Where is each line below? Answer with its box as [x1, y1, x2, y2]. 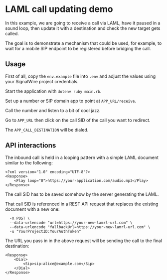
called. [5, 30, 19, 36]
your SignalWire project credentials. [5, 78, 79, 84]
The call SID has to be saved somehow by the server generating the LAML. [5, 191, 159, 197]
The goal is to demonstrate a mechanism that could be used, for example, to [5, 40, 162, 46]
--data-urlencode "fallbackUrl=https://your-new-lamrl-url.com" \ [9, 224, 151, 230]
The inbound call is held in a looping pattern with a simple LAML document [5, 154, 159, 160]
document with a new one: [5, 206, 60, 212]
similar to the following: [5, 159, 53, 165]
